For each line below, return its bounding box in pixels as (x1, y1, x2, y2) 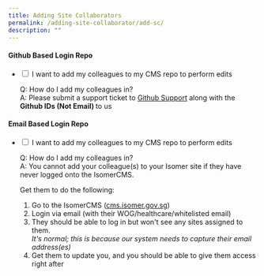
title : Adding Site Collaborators (8, 11, 123, 20)
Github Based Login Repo (8, 50, 93, 60)
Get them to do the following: (19, 185, 115, 194)
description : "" (8, 26, 62, 34)
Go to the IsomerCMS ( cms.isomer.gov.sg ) (31, 200, 170, 210)
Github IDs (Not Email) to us (19, 101, 112, 110)
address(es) (31, 242, 71, 252)
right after (31, 259, 65, 268)
